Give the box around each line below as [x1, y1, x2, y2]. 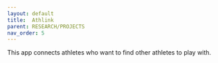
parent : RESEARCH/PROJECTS [7, 23, 85, 30]
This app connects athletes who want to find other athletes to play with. [7, 48, 212, 57]
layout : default [7, 10, 54, 17]
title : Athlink [7, 17, 54, 24]
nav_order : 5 [7, 29, 45, 37]
